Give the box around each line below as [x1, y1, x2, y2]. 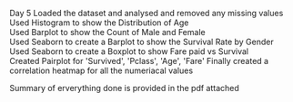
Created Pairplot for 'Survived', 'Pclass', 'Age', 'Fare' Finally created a [9, 56, 269, 66]
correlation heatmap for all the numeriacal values [9, 65, 194, 76]
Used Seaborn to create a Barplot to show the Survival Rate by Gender [9, 36, 275, 47]
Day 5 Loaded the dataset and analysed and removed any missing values [9, 8, 284, 18]
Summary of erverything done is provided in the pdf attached [9, 83, 239, 93]
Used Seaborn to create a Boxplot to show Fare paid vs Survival [9, 46, 248, 57]
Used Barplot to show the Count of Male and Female [9, 27, 207, 37]
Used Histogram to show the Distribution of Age [9, 17, 189, 28]
